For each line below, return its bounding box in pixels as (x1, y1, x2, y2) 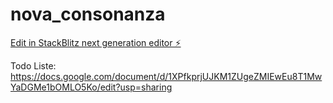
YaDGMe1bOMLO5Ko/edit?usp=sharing (10, 81, 173, 93)
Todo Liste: (10, 59, 57, 72)
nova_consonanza (10, 3, 166, 26)
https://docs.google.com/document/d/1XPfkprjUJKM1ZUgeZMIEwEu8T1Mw (10, 70, 323, 82)
